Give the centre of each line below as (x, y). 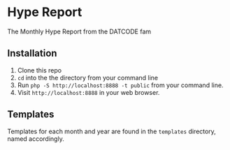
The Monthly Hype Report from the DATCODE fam (79, 31)
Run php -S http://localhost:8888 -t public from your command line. (120, 85)
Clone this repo (39, 70)
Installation (32, 53)
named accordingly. (36, 138)
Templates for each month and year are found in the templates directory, (112, 131)
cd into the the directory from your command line (88, 77)
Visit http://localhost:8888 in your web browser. (88, 92)
